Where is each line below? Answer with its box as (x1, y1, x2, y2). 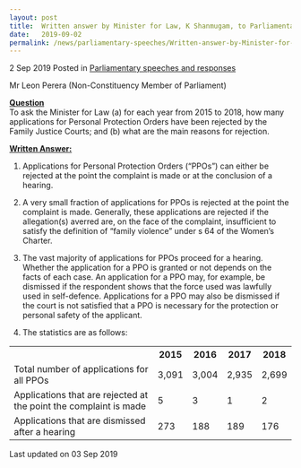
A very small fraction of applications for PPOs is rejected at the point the (21, 197, 289, 208)
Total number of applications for (13, 363, 149, 376)
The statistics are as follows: (21, 327, 128, 338)
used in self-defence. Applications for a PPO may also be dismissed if (21, 290, 280, 301)
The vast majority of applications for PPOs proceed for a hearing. (21, 253, 263, 264)
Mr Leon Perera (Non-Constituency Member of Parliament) (9, 80, 227, 91)
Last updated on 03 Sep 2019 (9, 449, 118, 460)
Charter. (21, 235, 53, 247)
